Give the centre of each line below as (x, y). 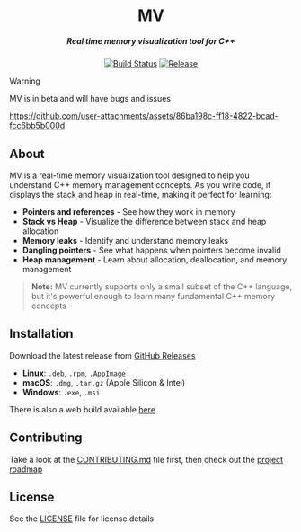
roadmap (26, 469)
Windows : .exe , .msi (61, 392)
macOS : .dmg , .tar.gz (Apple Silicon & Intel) (104, 382)
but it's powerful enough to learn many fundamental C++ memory (153, 296)
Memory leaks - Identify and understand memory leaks (125, 240)
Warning (25, 81)
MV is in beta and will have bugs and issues (90, 99)
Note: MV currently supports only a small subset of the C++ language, (162, 286)
